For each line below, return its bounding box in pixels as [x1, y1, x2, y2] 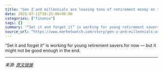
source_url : [5, 29, 29, 34]
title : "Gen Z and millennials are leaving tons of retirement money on [5, 7, 155, 12]
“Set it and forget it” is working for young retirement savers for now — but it [5, 43, 156, 48]
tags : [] [5, 20, 23, 25]
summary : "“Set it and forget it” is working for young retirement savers [5, 25, 160, 30]
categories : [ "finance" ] [5, 16, 55, 21]
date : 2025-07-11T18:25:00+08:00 [5, 12, 73, 16]
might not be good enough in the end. [5, 48, 81, 53]
